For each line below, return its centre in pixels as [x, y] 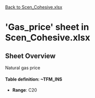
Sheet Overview [30, 56]
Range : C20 [24, 90]
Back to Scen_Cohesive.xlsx [34, 7]
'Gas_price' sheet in [47, 27]
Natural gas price [23, 68]
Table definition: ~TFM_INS [34, 79]
